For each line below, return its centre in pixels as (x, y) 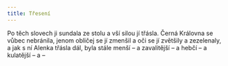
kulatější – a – (26, 55)
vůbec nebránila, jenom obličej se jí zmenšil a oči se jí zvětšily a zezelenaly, (114, 40)
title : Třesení (29, 13)
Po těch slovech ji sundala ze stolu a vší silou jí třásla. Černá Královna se (110, 33)
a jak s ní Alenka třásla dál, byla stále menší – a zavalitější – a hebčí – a (107, 47)
